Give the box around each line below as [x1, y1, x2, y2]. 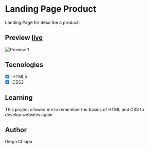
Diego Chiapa [5, 139, 33, 145]
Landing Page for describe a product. [5, 19, 80, 25]
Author [5, 126, 27, 134]
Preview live [5, 34, 43, 42]
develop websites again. [5, 112, 54, 117]
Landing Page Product [5, 3, 96, 15]
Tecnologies [5, 61, 43, 69]
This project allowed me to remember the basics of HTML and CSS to [5, 106, 145, 112]
